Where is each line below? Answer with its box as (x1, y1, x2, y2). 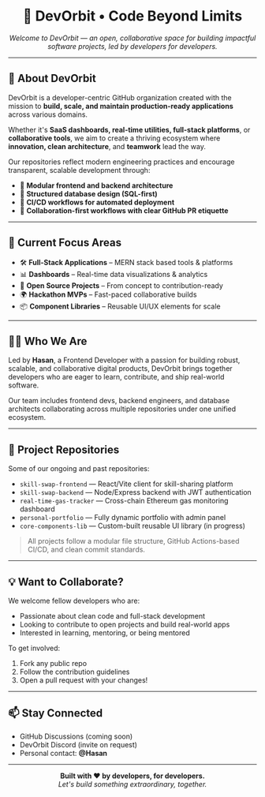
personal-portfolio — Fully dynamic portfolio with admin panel (19, 513, 226, 522)
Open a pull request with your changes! (19, 675, 148, 685)
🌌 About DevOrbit (8, 72, 96, 85)
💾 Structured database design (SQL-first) (19, 189, 158, 198)
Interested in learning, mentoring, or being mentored (19, 628, 191, 638)
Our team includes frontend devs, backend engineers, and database (8, 396, 230, 406)
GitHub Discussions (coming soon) (19, 732, 133, 741)
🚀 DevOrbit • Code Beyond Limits (22, 7, 243, 25)
